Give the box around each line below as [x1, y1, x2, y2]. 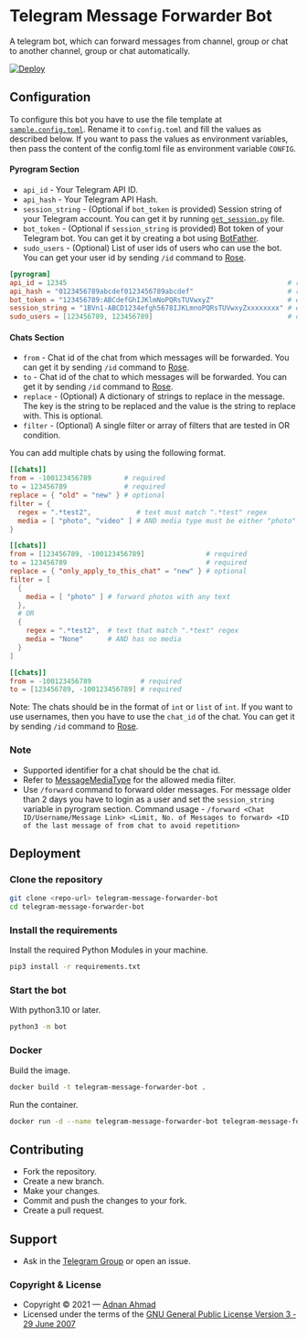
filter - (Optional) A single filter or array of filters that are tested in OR [22, 420, 291, 431]
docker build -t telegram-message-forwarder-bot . [9, 1082, 206, 1091]
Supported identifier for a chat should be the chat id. [22, 764, 221, 775]
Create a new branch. [22, 1175, 105, 1187]
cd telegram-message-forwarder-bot [9, 902, 145, 911]
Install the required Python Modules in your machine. [9, 944, 208, 955]
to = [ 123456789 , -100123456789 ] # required [9, 685, 182, 694]
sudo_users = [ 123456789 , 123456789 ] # [9, 312, 292, 321]
